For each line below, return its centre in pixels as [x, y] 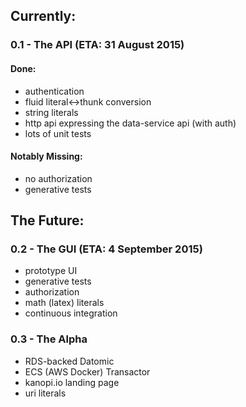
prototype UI [51, 271]
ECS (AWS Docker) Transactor [87, 371]
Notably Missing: [46, 156]
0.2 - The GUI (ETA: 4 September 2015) [106, 249]
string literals [51, 112]
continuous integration [71, 313]
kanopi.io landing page [72, 382]
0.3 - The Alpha [49, 339]
